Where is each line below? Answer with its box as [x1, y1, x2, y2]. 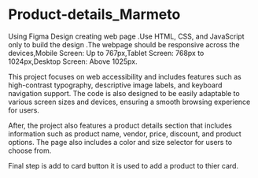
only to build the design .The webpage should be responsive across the [8, 39, 240, 49]
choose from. [8, 146, 52, 155]
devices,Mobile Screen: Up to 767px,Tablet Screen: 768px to [8, 48, 205, 57]
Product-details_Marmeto [8, 6, 181, 24]
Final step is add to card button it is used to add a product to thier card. [8, 161, 238, 170]
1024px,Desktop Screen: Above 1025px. [8, 57, 138, 66]
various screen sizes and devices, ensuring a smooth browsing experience [8, 97, 251, 106]
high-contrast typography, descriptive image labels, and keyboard [8, 80, 223, 90]
